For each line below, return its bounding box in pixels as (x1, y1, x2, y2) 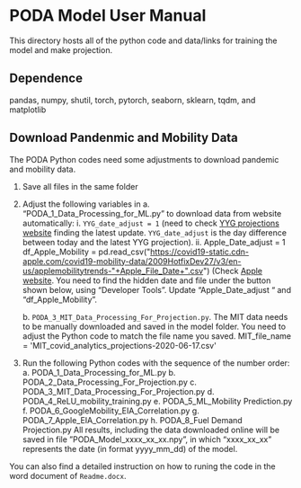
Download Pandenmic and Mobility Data (9, 130, 238, 146)
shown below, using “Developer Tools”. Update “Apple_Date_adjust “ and (22, 284, 292, 295)
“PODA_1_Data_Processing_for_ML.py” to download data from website (22, 208, 282, 218)
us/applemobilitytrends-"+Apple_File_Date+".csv (22, 265, 204, 276)
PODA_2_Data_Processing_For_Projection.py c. (22, 377, 198, 387)
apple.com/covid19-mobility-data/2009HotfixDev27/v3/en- (22, 255, 242, 266)
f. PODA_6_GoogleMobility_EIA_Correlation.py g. (22, 405, 199, 416)
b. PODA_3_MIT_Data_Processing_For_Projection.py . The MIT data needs (22, 311, 288, 322)
